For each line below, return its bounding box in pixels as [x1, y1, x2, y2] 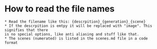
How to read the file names [4, 3, 115, 14]
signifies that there [4, 27, 48, 32]
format [4, 40, 18, 45]
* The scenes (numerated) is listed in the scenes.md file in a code [4, 36, 148, 41]
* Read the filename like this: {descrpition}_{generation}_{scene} [4, 19, 146, 24]
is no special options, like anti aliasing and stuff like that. [4, 32, 139, 37]
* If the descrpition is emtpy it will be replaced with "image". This [4, 23, 152, 28]
